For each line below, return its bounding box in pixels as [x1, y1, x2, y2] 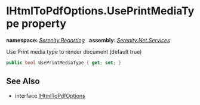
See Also [6, 76, 40, 87]
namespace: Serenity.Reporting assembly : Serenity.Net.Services [6, 36, 170, 44]
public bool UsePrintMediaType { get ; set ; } [6, 60, 121, 66]
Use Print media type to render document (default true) [6, 48, 142, 55]
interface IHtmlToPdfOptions [14, 92, 85, 99]
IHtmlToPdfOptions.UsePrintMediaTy [6, 4, 195, 18]
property [21, 17, 67, 30]
